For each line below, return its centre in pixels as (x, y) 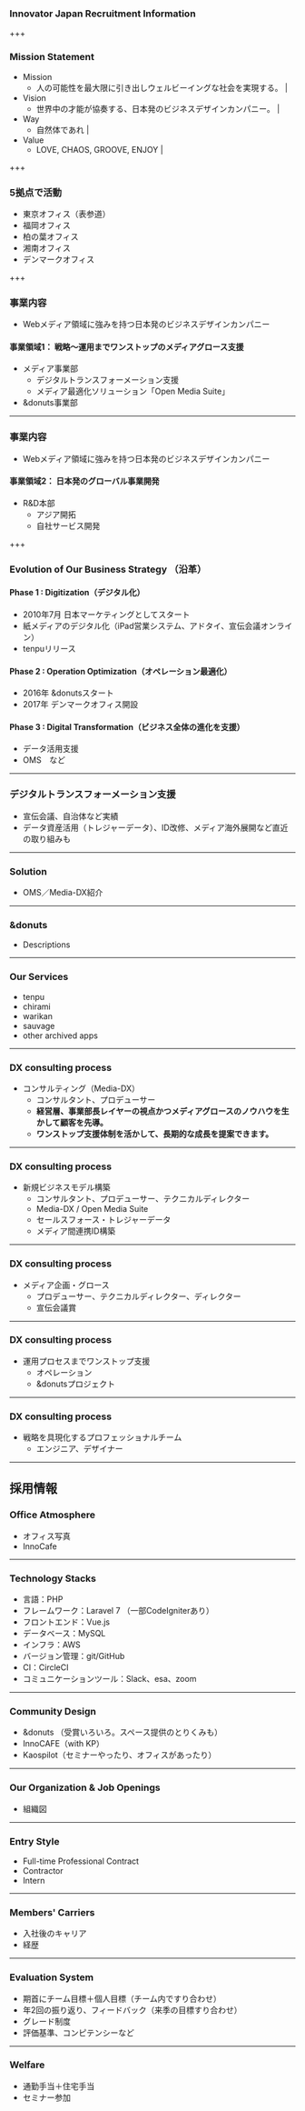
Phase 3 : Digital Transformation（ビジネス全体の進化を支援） (127, 726)
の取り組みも (46, 838)
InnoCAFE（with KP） (63, 1744)
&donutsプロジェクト (75, 1384)
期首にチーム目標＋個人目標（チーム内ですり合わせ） (122, 1998)
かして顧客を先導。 (72, 1122)
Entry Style (34, 1841)
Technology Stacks (53, 1578)
